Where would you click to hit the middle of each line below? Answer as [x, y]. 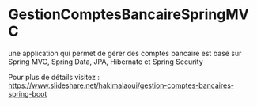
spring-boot [28, 93]
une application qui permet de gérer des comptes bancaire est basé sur [125, 53]
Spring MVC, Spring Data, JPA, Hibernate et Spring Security [106, 62]
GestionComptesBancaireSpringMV [128, 15]
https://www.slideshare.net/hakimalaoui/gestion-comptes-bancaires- [121, 85]
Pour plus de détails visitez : [54, 77]
